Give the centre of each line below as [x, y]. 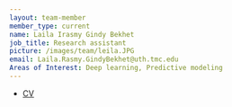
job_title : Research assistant [68, 43]
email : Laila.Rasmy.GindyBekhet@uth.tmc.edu [94, 59]
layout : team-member [48, 18]
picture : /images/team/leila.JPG [72, 51]
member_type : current [50, 26]
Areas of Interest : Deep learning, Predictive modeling [116, 68]
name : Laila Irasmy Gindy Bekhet [72, 34]
